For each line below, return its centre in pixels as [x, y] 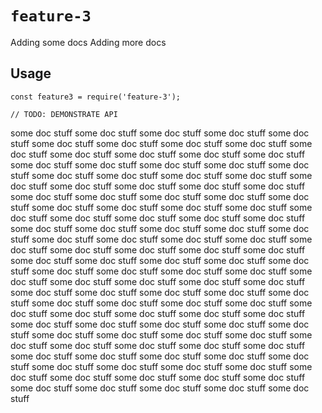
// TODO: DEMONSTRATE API [64, 114]
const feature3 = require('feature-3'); [96, 97]
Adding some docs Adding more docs [88, 42]
